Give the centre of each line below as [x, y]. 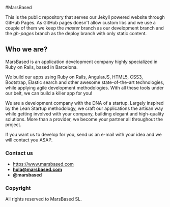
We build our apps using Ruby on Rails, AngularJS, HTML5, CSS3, [74, 77]
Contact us [19, 153]
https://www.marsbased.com [43, 164]
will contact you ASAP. [29, 140]
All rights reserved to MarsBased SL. [44, 199]
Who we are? [26, 50]
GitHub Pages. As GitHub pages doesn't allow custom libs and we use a [81, 23]
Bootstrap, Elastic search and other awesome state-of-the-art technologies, [85, 82]
